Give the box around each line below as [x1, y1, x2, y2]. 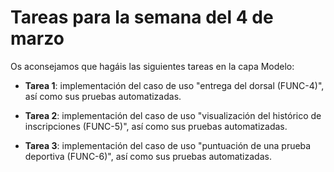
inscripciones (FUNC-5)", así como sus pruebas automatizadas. [24, 120, 288, 132]
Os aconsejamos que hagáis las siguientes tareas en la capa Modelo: [10, 60, 295, 72]
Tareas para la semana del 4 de [10, 6, 274, 29]
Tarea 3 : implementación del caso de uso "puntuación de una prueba [24, 139, 312, 151]
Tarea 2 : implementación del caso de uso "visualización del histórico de [24, 109, 322, 121]
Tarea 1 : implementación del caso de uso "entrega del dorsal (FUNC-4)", [24, 79, 325, 91]
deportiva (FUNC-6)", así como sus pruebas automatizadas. [24, 150, 272, 162]
